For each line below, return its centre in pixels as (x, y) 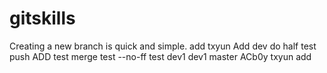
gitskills (42, 18)
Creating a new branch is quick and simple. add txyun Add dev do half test (163, 46)
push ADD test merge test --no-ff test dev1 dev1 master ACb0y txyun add (160, 56)
